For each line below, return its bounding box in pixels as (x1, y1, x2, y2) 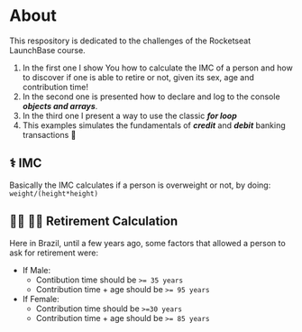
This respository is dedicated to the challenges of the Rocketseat (9, 35, 251, 46)
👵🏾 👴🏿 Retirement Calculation (9, 214, 178, 229)
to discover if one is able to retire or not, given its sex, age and (22, 71, 255, 82)
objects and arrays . (22, 100, 98, 111)
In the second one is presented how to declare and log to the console (22, 91, 281, 102)
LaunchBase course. (9, 44, 86, 55)
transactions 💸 (22, 129, 77, 140)
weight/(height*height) (9, 189, 99, 198)
